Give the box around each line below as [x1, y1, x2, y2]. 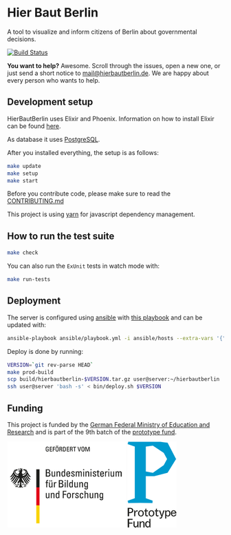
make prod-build [7, 368, 54, 376]
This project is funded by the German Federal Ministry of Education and [7, 420, 210, 428]
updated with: [7, 320, 47, 328]
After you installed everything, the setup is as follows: [7, 148, 159, 156]
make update [7, 162, 41, 169]
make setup [7, 170, 38, 177]
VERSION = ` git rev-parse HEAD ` [7, 361, 94, 368]
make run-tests [7, 276, 51, 283]
